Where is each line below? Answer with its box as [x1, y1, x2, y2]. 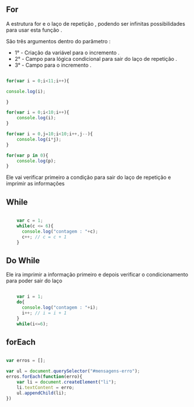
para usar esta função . [6, 26, 63, 33]
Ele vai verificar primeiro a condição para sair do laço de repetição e [6, 174, 171, 181]
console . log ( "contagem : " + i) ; [21, 305, 98, 311]
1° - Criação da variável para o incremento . [14, 49, 120, 56]
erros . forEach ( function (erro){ [6, 374, 83, 380]
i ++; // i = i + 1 [21, 310, 67, 316]
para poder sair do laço [6, 277, 63, 284]
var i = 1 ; [16, 294, 43, 300]
